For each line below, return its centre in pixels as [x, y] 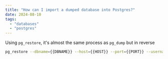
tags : [11, 19]
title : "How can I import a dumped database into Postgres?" [70, 10]
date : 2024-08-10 [23, 14]
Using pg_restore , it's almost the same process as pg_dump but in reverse [80, 42]
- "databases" [24, 24]
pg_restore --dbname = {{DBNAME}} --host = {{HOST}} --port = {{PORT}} [74, 52]
